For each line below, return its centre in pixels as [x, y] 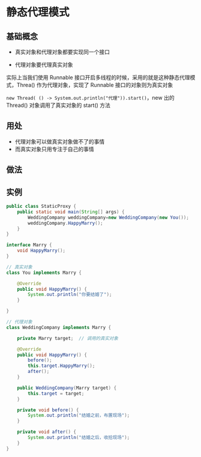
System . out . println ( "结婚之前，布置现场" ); [79, 416]
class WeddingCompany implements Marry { [59, 327]
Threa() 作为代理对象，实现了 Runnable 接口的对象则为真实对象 [95, 85]
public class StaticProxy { [41, 207]
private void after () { [47, 432]
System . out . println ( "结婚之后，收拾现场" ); [79, 438]
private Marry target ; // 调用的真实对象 [68, 338]
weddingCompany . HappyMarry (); [65, 223]
